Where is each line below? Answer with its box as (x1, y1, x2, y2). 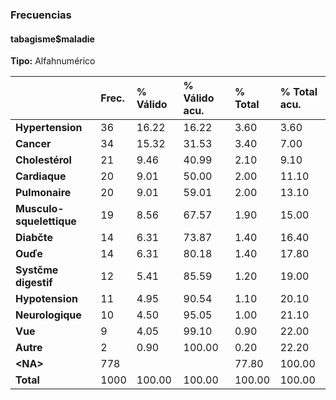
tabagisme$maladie (10, 33, 95, 45)
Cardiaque (15, 169, 67, 183)
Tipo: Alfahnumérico (10, 55, 96, 67)
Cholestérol (15, 153, 72, 167)
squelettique (15, 214, 77, 228)
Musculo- (15, 202, 65, 216)
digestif (15, 276, 53, 290)
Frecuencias (10, 8, 72, 22)
